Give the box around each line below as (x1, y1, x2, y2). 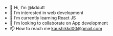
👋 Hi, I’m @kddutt (9, 5, 45, 10)
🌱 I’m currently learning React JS (9, 15, 76, 20)
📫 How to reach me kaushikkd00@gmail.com (9, 26, 103, 31)
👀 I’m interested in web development (9, 10, 84, 16)
